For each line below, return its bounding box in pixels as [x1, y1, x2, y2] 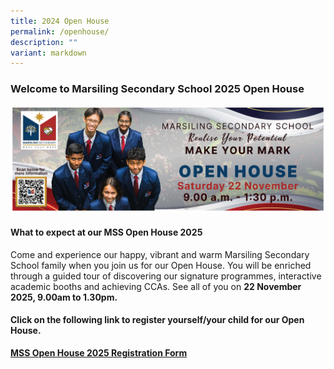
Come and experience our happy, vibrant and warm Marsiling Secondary [10, 248, 310, 260]
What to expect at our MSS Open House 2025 [10, 226, 203, 239]
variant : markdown [10, 48, 87, 58]
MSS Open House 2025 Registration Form [10, 346, 188, 359]
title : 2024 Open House [10, 16, 110, 26]
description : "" [10, 37, 78, 47]
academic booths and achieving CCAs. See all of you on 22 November [10, 280, 302, 292]
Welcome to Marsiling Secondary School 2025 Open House [10, 82, 305, 96]
